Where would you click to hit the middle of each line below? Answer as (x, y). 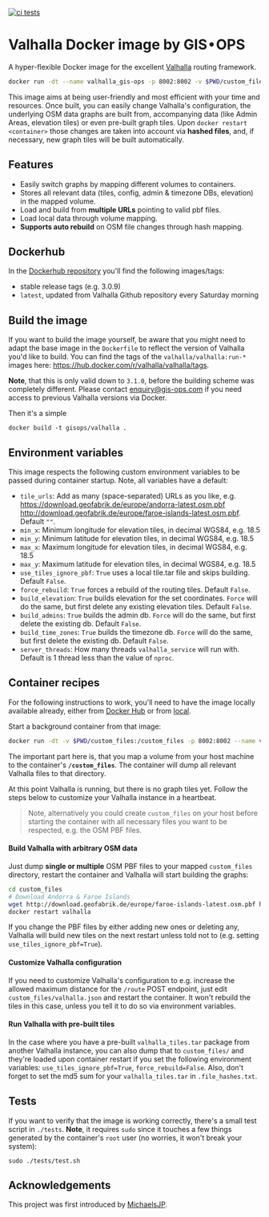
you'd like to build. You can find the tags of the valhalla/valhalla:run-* (127, 357)
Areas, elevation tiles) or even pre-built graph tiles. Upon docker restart (128, 122)
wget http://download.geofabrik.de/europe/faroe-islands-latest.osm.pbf (132, 904)
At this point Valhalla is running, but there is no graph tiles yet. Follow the (128, 789)
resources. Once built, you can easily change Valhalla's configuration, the (130, 105)
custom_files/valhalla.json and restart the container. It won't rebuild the (129, 997)
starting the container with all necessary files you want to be (128, 821)
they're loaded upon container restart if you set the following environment (130, 1059)
